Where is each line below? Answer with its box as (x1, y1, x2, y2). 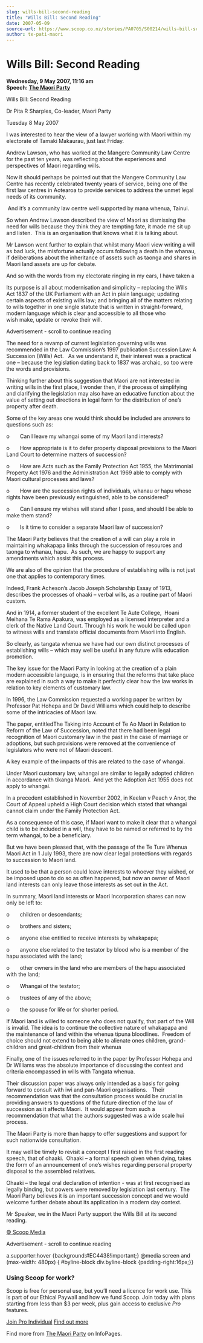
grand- (168, 1037, 186, 1044)
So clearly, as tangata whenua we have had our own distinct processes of (6, 640, 190, 648)
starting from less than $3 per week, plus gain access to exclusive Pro (6, 1300, 181, 1307)
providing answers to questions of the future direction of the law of (6, 1099, 173, 1106)
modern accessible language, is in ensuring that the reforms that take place (6, 671, 195, 678)
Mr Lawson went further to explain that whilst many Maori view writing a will (6, 241, 196, 248)
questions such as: (6, 421, 53, 428)
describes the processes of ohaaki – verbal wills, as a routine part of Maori (6, 591, 192, 599)
